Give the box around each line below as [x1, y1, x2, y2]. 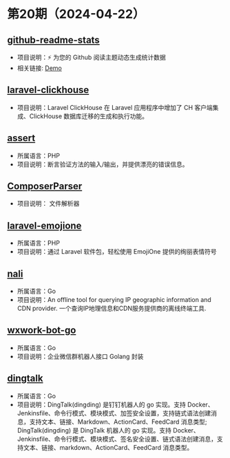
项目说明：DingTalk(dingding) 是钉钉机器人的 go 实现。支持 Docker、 [17, 400, 215, 408]
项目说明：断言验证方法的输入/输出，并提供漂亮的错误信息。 [17, 160, 189, 168]
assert [7, 132, 36, 144]
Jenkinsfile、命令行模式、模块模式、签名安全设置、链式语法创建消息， [17, 435, 218, 443]
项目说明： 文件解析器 [17, 199, 80, 208]
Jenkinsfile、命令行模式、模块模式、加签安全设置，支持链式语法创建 [17, 408, 211, 417]
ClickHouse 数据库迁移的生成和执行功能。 [29, 111, 149, 120]
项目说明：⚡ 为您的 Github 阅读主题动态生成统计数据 [17, 53, 167, 61]
